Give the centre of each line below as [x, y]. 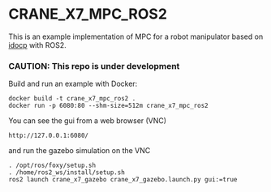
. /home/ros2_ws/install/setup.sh [67, 173]
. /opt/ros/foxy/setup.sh [52, 166]
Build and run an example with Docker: [73, 84]
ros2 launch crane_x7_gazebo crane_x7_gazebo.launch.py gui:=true [123, 180]
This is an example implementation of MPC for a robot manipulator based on [136, 36]
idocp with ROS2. [37, 45]
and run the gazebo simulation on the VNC [80, 151]
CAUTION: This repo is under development [94, 66]
